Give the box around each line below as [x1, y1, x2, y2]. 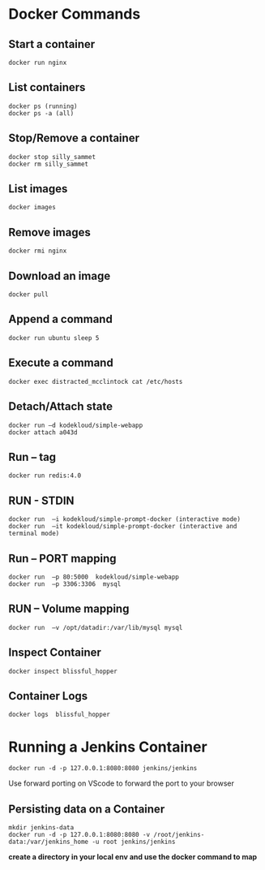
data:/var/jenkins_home [8, 838, 89, 846]
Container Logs [8, 689, 88, 703]
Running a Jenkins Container [8, 738, 208, 756]
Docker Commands [8, 5, 141, 24]
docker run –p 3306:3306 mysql [8, 579, 122, 588]
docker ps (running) [8, 102, 79, 110]
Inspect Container [8, 646, 101, 660]
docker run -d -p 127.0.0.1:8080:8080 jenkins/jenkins [8, 764, 198, 773]
